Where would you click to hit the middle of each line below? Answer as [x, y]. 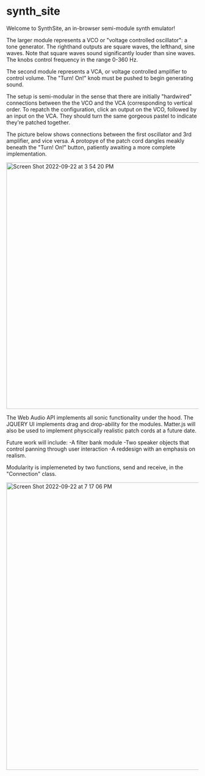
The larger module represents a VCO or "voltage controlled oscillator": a [97, 40]
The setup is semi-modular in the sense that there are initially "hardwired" [99, 96]
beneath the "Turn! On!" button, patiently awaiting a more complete [91, 147]
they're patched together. [38, 122]
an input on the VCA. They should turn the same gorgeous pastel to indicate [102, 116]
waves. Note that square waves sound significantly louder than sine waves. [101, 53]
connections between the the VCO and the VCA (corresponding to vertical [99, 103]
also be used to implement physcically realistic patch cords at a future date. [102, 431]
